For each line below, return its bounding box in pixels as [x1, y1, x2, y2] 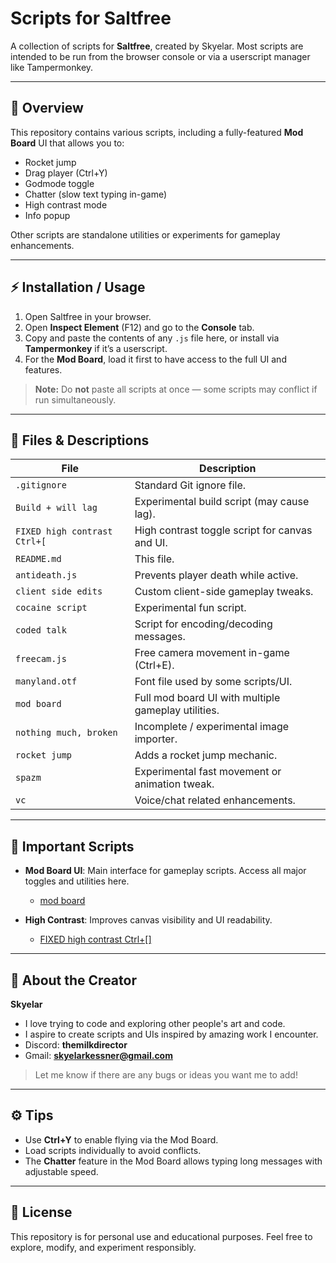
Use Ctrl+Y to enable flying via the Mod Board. [24, 1133, 219, 1146]
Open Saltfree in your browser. [24, 310, 152, 322]
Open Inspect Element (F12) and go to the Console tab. [24, 321, 255, 333]
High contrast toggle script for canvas [134, 523, 313, 537]
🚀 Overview [10, 100, 84, 117]
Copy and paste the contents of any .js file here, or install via [24, 332, 280, 344]
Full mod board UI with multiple [134, 691, 281, 705]
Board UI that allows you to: [10, 137, 125, 149]
